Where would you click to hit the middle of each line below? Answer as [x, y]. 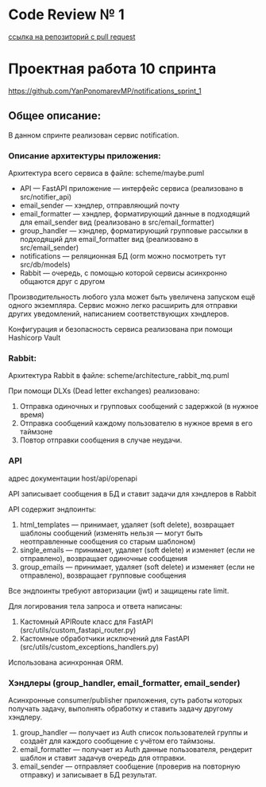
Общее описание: [55, 116]
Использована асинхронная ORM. [66, 662]
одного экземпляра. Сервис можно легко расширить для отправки [123, 305]
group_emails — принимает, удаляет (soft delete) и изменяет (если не [137, 567]
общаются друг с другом [62, 281]
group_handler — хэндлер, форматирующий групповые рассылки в [134, 230]
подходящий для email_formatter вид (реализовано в [109, 239]
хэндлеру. [25, 717]
